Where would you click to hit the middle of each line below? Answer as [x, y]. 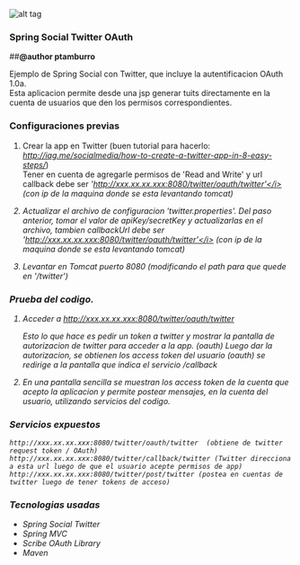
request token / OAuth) [54, 451]
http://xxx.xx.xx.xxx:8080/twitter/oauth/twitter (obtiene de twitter [146, 443]
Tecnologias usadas [55, 505]
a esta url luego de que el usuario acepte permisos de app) [126, 467]
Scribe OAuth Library [62, 543]
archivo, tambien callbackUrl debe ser [93, 230]
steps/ [34, 164]
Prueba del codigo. [52, 299]
